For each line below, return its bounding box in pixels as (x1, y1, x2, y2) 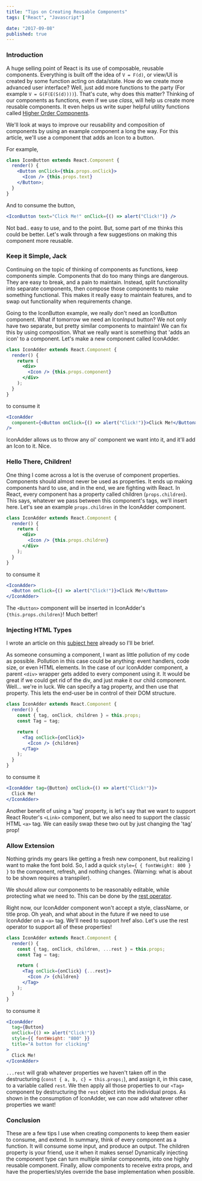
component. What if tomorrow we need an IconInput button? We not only (6, 316, 187, 323)
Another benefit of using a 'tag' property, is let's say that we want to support (6, 807, 196, 814)
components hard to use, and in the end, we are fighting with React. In (6, 484, 180, 491)
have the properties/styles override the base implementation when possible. (6, 1168, 195, 1175)
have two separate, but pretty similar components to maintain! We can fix (6, 322, 188, 329)
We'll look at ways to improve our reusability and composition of (6, 121, 165, 128)
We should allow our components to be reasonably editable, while (6, 886, 170, 893)
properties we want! (6, 1101, 56, 1108)
